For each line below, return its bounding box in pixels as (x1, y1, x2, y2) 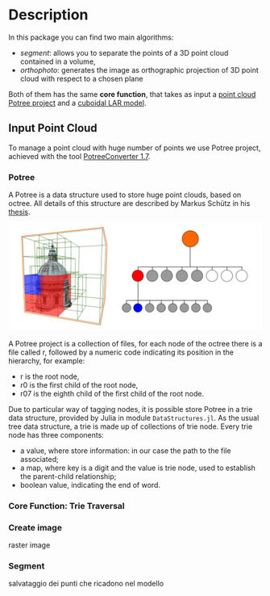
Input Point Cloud (8, 121, 98, 135)
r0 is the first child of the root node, (19, 380, 139, 389)
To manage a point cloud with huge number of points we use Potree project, (8, 143, 261, 153)
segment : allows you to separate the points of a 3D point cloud (19, 48, 229, 57)
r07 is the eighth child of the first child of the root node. (19, 388, 204, 398)
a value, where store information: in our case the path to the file (19, 446, 231, 455)
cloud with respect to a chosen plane (19, 73, 143, 83)
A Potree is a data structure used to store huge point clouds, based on (8, 190, 242, 199)
